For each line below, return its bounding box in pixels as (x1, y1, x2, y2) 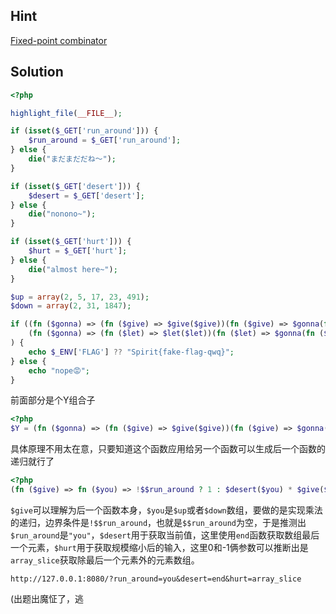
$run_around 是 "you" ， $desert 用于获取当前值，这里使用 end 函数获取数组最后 (10, 529, 320, 541)
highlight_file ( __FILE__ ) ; (10, 108, 123, 118)
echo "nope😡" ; (28, 365, 90, 376)
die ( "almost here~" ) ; (28, 264, 118, 274)
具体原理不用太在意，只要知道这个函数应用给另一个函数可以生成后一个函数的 (10, 443, 326, 455)
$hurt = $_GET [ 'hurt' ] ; (28, 246, 128, 256)
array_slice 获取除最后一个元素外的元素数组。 (10, 554, 200, 566)
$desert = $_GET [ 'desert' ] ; (28, 190, 145, 201)
